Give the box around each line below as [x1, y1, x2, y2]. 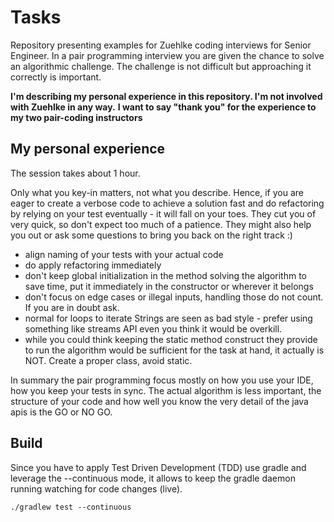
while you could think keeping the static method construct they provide [24, 333, 318, 345]
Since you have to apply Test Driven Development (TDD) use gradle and [10, 461, 307, 473]
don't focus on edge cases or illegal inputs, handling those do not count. [24, 291, 324, 303]
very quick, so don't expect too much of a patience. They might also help [10, 218, 312, 230]
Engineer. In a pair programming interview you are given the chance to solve [10, 49, 325, 61]
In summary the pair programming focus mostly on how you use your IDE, [10, 374, 314, 386]
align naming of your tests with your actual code [24, 248, 224, 260]
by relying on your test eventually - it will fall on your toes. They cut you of [10, 207, 317, 220]
